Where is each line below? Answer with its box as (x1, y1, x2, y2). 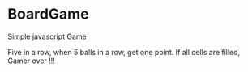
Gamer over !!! (7, 56, 56, 66)
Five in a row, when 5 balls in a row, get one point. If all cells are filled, (7, 47, 241, 57)
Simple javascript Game (7, 32, 87, 41)
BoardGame (7, 5, 90, 23)
